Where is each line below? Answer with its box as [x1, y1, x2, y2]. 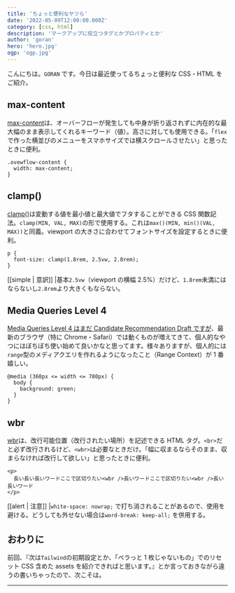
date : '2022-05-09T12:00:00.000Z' [7, 17, 108, 24]
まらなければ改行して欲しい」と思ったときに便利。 [7, 454, 155, 463]
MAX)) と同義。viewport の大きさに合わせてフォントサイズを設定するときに [7, 227, 222, 236]
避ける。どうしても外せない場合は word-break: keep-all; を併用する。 [7, 511, 210, 519]
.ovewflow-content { [7, 158, 68, 165]
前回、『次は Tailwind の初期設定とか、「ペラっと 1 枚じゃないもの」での [7, 553, 210, 561]
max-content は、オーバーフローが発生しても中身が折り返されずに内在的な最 [7, 118, 227, 127]
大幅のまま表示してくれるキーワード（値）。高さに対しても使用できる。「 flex [7, 127, 227, 135]
